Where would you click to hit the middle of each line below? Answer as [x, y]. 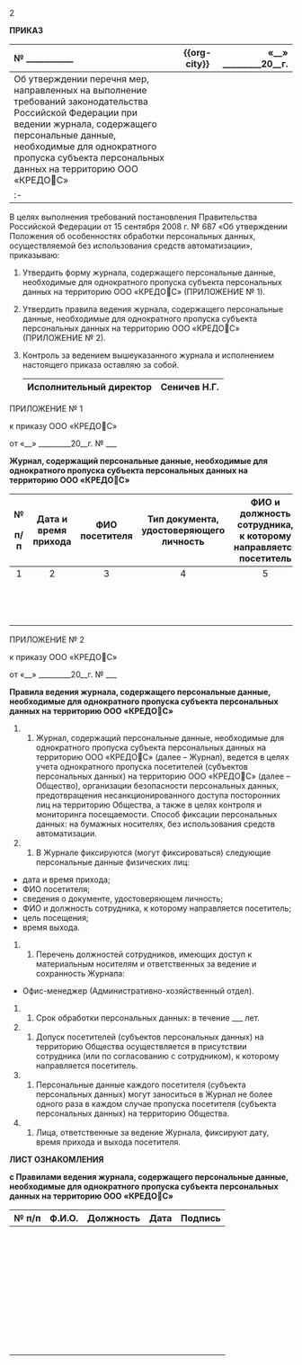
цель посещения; [55, 918]
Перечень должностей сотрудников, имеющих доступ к [144, 954]
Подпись [201, 1218]
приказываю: [35, 255]
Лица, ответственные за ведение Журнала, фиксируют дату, [152, 1133]
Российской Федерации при [75, 113]
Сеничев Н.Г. [190, 387]
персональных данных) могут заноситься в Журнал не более [154, 1094]
